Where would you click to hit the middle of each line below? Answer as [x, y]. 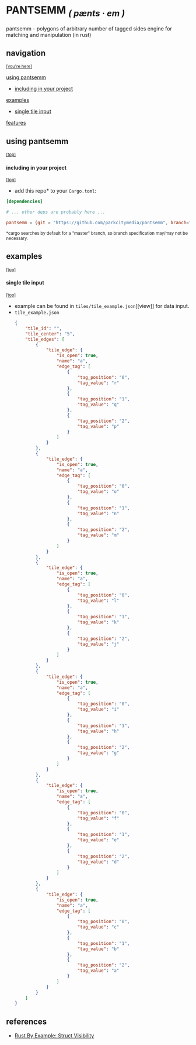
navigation [26, 53]
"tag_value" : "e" [98, 840]
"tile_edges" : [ [45, 339]
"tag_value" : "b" [98, 949]
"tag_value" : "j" [98, 644]
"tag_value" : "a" [98, 971]
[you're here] [19, 67]
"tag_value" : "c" [98, 927]
